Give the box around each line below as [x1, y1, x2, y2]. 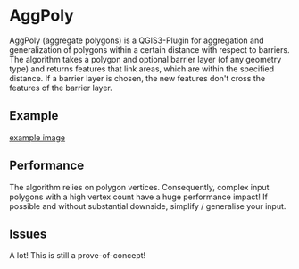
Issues [9, 226, 47, 241]
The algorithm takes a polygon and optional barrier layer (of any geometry [9, 54, 282, 64]
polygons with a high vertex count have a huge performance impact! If [9, 191, 268, 202]
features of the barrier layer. [9, 82, 113, 93]
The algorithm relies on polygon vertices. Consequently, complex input [9, 181, 270, 192]
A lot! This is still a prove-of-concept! [9, 250, 146, 261]
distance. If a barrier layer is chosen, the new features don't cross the [9, 72, 266, 83]
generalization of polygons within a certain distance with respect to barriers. [9, 44, 290, 55]
